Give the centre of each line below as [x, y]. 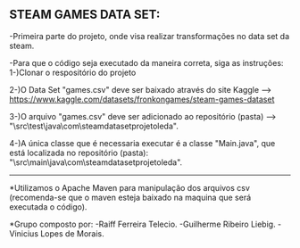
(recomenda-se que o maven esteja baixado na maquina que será [130, 197]
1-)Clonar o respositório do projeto [73, 72]
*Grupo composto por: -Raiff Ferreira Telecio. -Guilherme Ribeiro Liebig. [142, 224]
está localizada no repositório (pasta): [79, 153]
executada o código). [48, 207]
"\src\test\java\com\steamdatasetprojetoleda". [94, 126]
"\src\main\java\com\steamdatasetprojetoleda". [96, 162]
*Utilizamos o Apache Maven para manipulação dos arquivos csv [129, 187]
